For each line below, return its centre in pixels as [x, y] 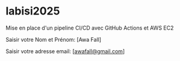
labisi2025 [33, 11]
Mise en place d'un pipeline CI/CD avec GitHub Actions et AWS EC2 [90, 28]
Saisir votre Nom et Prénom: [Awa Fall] [54, 39]
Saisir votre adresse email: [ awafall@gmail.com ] [65, 51]
